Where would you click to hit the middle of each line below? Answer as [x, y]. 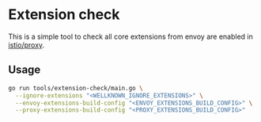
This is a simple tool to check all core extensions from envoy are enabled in [130, 36]
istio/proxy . [26, 44]
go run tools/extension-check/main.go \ [76, 88]
